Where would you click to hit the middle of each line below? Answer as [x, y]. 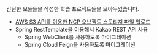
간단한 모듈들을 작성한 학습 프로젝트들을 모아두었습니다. [73, 9]
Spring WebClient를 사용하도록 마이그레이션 [78, 37]
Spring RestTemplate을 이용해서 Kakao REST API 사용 [82, 29]
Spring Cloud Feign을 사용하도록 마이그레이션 [80, 45]
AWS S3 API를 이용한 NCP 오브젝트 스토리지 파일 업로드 [83, 22]
